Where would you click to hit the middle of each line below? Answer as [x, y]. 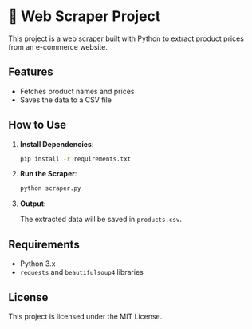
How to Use [37, 125]
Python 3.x [37, 264]
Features [31, 72]
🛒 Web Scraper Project [85, 16]
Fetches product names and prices [77, 91]
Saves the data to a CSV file [65, 100]
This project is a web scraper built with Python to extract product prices [126, 38]
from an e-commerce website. [58, 46]
